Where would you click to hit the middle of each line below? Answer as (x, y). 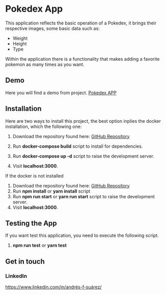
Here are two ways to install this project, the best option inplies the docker (83, 121)
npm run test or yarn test (40, 246)
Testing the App (31, 223)
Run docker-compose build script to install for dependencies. (78, 146)
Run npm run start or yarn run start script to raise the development (84, 196)
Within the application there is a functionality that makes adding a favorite (82, 59)
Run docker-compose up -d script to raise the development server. (83, 156)
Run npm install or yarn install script (51, 191)
